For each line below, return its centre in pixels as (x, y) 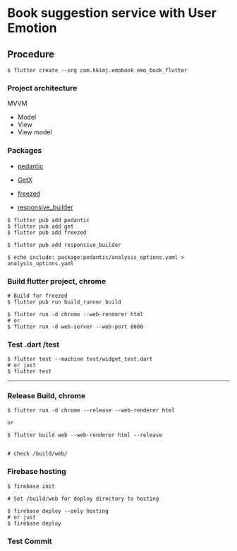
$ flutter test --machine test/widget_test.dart (80, 359)
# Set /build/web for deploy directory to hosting (83, 499)
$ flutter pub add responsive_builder (64, 245)
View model (35, 132)
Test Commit (30, 541)
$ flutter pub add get (41, 226)
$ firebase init (31, 486)
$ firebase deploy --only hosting (58, 511)
